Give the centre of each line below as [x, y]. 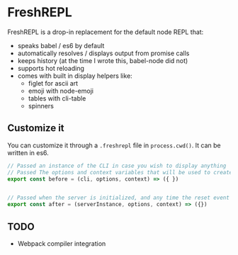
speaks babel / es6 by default [61, 45]
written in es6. [28, 152]
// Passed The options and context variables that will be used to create [120, 172]
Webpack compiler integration [62, 243]
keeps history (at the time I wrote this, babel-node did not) [103, 60]
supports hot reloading [51, 68]
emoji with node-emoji [61, 91]
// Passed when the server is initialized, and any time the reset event [119, 198]
